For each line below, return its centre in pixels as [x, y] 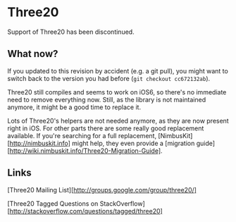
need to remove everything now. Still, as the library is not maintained [107, 99]
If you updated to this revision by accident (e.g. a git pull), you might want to [118, 70]
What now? [33, 54]
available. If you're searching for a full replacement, [82, 135]
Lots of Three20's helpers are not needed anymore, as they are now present [118, 121]
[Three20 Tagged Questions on [53, 203]
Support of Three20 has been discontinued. [71, 32]
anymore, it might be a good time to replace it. [74, 107]
